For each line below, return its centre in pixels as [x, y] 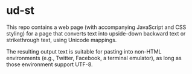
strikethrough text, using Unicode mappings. [62, 40]
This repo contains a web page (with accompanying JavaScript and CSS [96, 27]
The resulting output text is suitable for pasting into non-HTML [84, 51]
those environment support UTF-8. [50, 64]
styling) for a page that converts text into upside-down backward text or [96, 33]
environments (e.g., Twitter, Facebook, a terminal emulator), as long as [94, 58]
